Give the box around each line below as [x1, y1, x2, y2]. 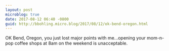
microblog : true [5, 12, 39, 17]
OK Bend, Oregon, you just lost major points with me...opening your [5, 35, 146, 41]
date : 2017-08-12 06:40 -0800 [5, 16, 69, 21]
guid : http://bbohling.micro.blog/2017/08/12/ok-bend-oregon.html [5, 21, 148, 26]
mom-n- [146, 35, 164, 41]
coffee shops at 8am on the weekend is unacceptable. [14, 40, 128, 46]
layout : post [5, 7, 33, 12]
